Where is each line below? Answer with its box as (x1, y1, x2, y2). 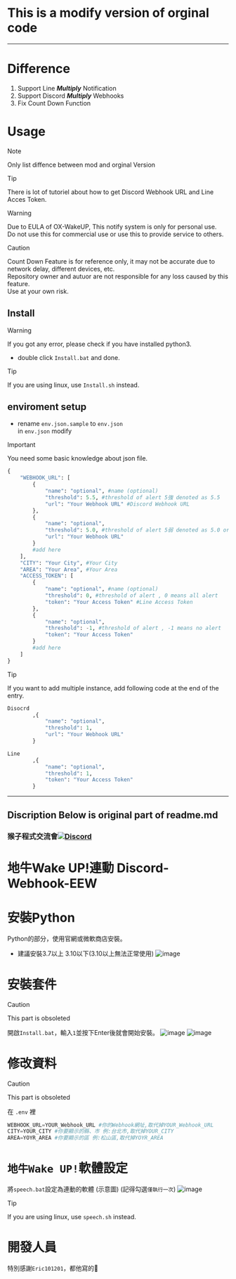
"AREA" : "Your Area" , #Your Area (20, 566, 118, 573)
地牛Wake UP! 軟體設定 (7, 1160, 129, 1176)
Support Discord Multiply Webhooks (17, 91, 124, 100)
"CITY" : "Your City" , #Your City (20, 559, 118, 567)
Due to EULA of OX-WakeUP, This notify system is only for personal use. (7, 222, 217, 231)
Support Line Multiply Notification (17, 84, 117, 92)
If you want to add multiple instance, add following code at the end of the (7, 683, 219, 692)
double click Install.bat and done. (17, 353, 121, 361)
